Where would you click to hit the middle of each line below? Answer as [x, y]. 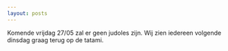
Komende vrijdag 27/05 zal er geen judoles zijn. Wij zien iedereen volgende [114, 33]
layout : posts [28, 13]
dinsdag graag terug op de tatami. [55, 40]
